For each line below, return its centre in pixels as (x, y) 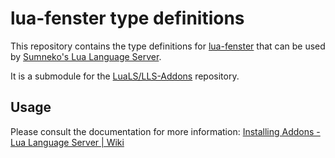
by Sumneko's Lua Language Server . (86, 56)
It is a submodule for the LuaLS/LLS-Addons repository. (125, 76)
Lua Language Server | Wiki (67, 142)
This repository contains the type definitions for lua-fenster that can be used (168, 46)
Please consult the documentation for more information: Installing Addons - (165, 131)
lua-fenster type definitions (127, 18)
